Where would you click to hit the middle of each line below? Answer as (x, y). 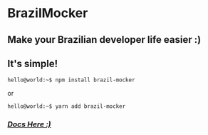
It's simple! (33, 63)
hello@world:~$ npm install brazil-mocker (71, 80)
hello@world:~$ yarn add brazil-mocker (67, 106)
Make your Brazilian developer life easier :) (104, 40)
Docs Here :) (29, 124)
